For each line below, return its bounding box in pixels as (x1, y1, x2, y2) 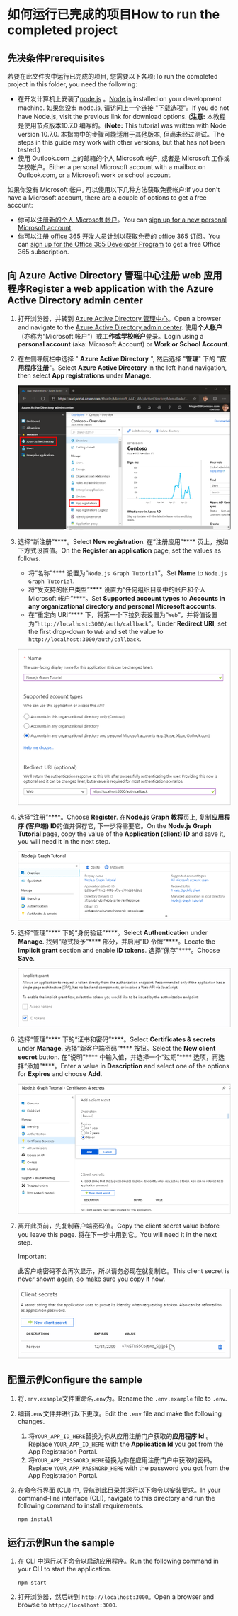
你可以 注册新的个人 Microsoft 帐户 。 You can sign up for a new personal (17, 215, 227, 224)
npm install (17, 1515, 53, 1523)
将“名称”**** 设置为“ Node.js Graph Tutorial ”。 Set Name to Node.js (28, 568, 228, 577)
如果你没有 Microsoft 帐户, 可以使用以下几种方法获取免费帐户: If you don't (7, 186, 220, 193)
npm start (17, 1579, 47, 1587)
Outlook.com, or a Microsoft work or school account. (17, 171, 172, 179)
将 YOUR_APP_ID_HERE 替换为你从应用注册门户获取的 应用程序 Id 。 (28, 1432, 212, 1440)
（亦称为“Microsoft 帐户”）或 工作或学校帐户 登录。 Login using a (17, 332, 204, 340)
